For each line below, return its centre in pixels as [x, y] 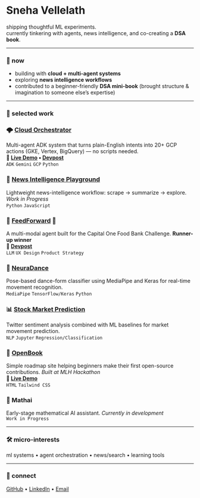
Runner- [183, 234]
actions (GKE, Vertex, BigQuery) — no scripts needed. [72, 151]
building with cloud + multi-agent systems [68, 74]
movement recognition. [35, 287]
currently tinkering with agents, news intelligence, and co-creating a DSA [96, 33]
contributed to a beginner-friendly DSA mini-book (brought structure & [102, 86]
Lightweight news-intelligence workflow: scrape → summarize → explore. [96, 192]
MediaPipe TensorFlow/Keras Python [49, 294]
